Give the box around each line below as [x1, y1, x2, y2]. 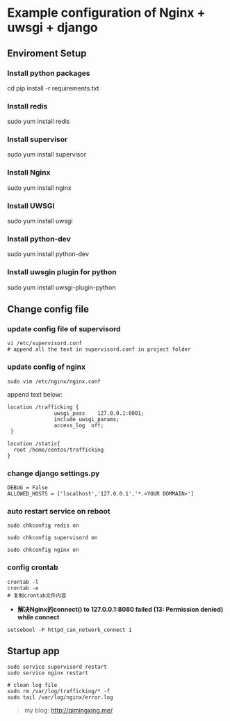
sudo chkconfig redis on [7, 522, 79, 530]
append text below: [7, 390, 63, 398]
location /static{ [7, 440, 60, 447]
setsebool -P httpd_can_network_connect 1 [7, 626, 132, 633]
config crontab [7, 562, 59, 572]
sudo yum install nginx [7, 183, 72, 192]
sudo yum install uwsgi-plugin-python [7, 283, 116, 292]
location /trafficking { [7, 404, 79, 411]
